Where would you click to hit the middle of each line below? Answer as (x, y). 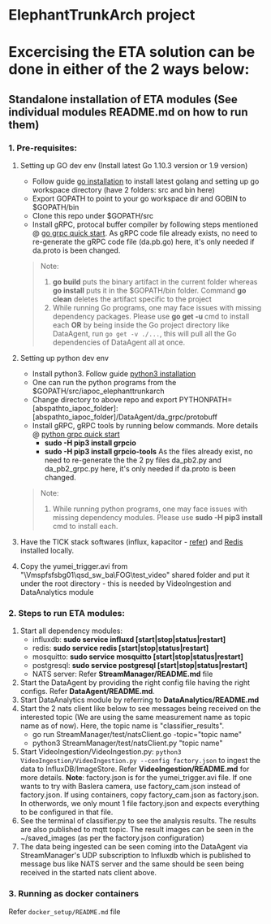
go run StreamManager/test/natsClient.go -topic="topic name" (137, 735)
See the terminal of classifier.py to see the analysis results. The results (138, 821)
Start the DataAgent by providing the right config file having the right (135, 683)
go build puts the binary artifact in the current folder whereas (155, 282)
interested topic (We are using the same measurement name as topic (135, 718)
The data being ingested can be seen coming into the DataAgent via (134, 847)
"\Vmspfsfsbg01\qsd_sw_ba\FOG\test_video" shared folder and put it (135, 575)
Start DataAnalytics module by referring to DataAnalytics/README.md (140, 700)
